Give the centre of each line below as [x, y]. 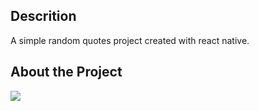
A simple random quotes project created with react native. [130, 40]
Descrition [43, 16]
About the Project [66, 72]
